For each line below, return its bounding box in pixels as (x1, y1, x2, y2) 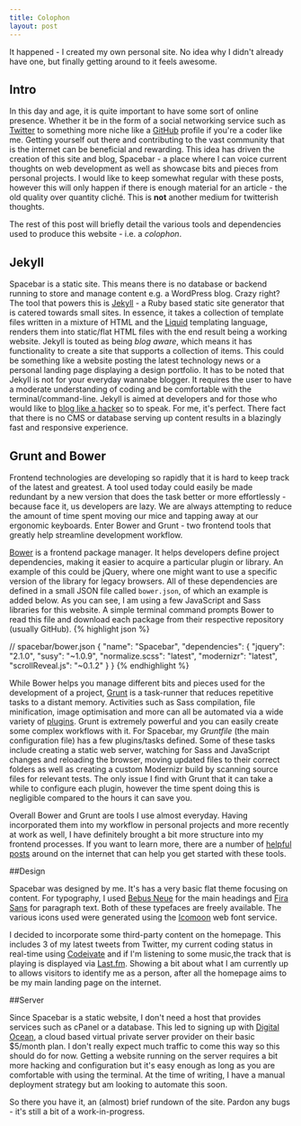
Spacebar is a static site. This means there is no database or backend (9, 278, 268, 289)
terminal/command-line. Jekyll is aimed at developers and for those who (9, 394, 278, 404)
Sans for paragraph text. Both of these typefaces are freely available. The (9, 902, 282, 913)
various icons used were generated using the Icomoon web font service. (9, 912, 278, 922)
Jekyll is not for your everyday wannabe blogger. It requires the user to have (9, 375, 292, 386)
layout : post (9, 22, 58, 31)
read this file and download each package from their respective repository (9, 613, 285, 624)
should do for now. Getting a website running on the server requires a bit (9, 1050, 279, 1061)
